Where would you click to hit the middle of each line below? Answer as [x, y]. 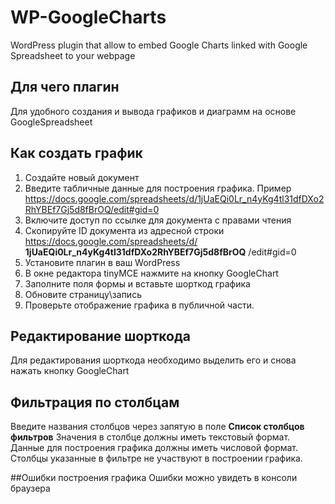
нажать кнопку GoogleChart [70, 371]
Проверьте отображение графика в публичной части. [139, 305]
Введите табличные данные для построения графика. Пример [158, 188]
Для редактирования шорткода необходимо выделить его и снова [153, 360]
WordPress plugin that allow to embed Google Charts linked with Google [159, 45]
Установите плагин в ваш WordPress [102, 262]
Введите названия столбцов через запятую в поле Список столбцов [157, 427]
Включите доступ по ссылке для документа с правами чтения [158, 220]
